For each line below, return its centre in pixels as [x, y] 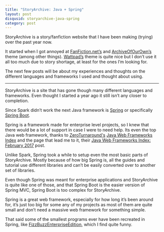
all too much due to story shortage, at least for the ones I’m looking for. [76, 62]
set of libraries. [20, 170]
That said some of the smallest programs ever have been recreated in [75, 219]
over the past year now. [29, 42]
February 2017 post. [25, 145]
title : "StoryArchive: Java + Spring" [44, 9]
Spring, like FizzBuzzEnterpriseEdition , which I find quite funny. [69, 225]
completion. [17, 101]
